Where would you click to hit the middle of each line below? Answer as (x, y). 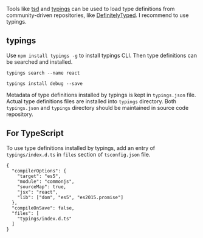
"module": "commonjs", (46, 182)
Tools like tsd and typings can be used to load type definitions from (91, 9)
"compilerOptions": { (39, 171)
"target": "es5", (39, 176)
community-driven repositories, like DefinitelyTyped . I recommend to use (98, 15)
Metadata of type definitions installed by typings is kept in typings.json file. (101, 95)
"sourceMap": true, (42, 187)
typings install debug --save (45, 83)
